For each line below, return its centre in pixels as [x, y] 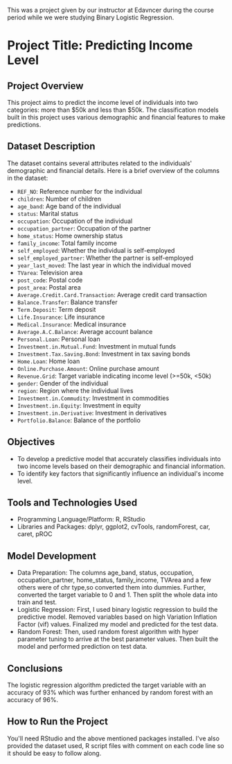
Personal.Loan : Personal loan [59, 339]
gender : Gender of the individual [63, 383]
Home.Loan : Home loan [48, 361]
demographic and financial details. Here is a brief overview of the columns [114, 170]
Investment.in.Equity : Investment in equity [79, 405]
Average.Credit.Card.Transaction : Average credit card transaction [112, 294]
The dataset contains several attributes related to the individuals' [100, 163]
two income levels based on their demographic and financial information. [121, 466]
